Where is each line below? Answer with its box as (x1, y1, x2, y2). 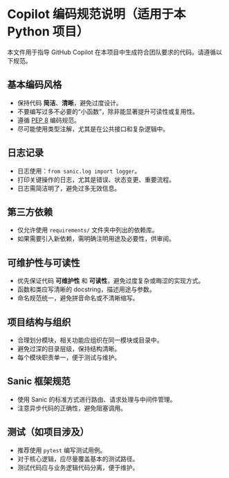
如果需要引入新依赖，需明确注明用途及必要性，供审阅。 (17, 234, 175, 243)
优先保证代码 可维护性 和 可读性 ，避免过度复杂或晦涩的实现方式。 (17, 277, 205, 285)
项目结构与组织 (7, 316, 71, 328)
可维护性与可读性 (7, 257, 80, 268)
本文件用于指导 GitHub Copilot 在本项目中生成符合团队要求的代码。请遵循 (7, 48, 217, 56)
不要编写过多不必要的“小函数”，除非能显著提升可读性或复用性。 (17, 107, 199, 115)
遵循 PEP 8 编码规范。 (17, 116, 81, 124)
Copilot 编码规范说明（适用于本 (7, 6, 186, 22)
